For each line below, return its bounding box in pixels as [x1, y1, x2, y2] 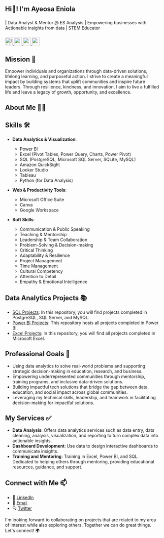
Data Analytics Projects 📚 [5, 293, 88, 302]
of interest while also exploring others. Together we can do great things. [5, 522, 152, 528]
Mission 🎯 [5, 55, 36, 63]
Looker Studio [19, 167, 48, 173]
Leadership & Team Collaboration [19, 237, 88, 243]
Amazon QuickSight [19, 162, 60, 168]
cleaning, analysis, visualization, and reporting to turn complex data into [12, 432, 159, 438]
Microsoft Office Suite [19, 197, 65, 203]
